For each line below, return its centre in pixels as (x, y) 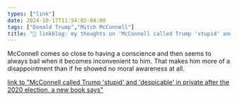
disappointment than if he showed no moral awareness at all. (96, 69)
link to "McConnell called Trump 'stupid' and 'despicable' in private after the (119, 83)
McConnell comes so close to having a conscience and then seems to (109, 54)
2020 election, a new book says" (56, 90)
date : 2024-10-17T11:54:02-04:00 (57, 20)
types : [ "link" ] (31, 14)
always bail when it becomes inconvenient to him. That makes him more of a (119, 61)
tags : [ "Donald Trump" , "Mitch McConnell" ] (71, 27)
